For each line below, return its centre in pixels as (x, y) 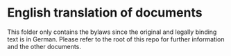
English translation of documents (105, 13)
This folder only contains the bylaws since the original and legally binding (112, 32)
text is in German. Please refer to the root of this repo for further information (116, 39)
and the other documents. (44, 46)
